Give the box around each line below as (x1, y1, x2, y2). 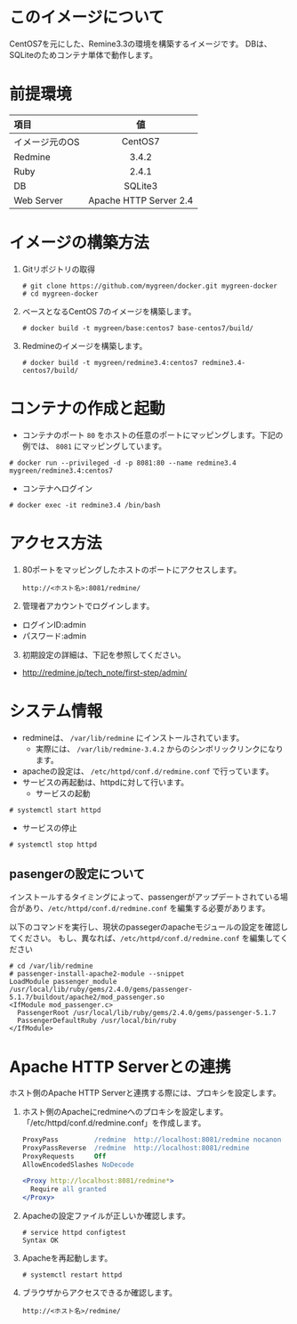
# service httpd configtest (21, 1228, 126, 1237)
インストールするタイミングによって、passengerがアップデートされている (9, 891, 281, 903)
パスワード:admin (21, 630, 87, 641)
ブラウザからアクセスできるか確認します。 (21, 1287, 178, 1297)
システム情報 (9, 701, 103, 721)
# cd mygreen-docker (21, 289, 99, 298)
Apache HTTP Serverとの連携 (9, 1056, 231, 1076)
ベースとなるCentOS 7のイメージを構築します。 (21, 305, 197, 316)
